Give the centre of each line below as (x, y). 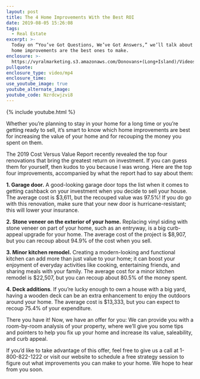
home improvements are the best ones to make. (70, 51)
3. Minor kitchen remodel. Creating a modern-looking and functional (91, 252)
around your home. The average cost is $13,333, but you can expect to (93, 301)
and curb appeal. (27, 338)
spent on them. (25, 142)
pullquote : (20, 67)
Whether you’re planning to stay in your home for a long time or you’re (92, 124)
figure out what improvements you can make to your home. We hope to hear (100, 363)
